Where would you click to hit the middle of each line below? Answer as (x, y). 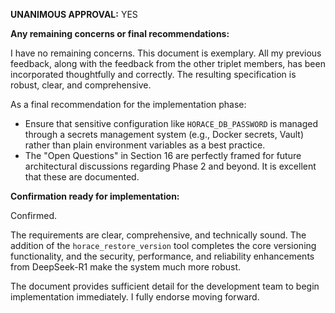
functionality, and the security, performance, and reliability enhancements (162, 256)
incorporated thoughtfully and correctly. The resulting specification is (153, 74)
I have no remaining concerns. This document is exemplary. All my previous (166, 53)
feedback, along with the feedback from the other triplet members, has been (168, 63)
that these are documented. (82, 177)
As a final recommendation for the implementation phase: (128, 104)
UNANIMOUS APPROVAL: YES (74, 14)
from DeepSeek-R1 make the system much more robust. (126, 267)
